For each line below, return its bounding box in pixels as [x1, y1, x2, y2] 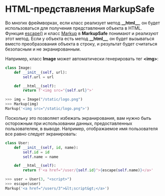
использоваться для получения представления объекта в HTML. [5, 25, 142, 31]
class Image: [5, 65, 32, 70]
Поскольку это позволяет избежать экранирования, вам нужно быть [5, 115, 152, 121]
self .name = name [23, 154, 58, 159]
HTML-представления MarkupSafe [5, 3, 155, 15]
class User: [5, 140, 30, 146]
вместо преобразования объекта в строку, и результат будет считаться [5, 41, 157, 47]
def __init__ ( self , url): [14, 70, 68, 75]
